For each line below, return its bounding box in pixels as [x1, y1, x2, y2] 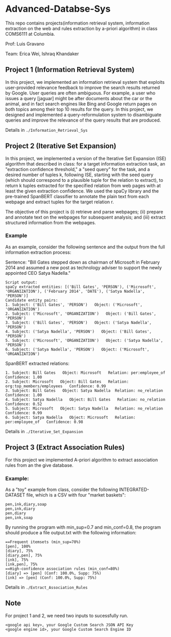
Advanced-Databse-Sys [5, 3, 111, 15]
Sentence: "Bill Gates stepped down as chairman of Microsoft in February [5, 259, 160, 265]
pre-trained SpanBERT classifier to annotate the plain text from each [5, 193, 149, 199]
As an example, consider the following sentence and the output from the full [5, 244, 165, 250]
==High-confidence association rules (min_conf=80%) [5, 566, 120, 571]
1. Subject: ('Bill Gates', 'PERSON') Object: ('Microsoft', [5, 302, 143, 307]
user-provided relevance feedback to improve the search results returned [5, 84, 160, 90]
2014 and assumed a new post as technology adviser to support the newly [5, 264, 162, 271]
